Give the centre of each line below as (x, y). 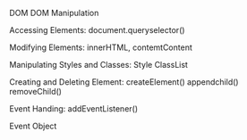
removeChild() (36, 91)
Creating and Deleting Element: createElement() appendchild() (124, 82)
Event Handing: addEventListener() (74, 109)
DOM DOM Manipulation (54, 13)
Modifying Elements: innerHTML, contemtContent (101, 47)
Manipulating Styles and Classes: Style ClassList (98, 65)
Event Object (33, 126)
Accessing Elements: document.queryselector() (97, 30)
